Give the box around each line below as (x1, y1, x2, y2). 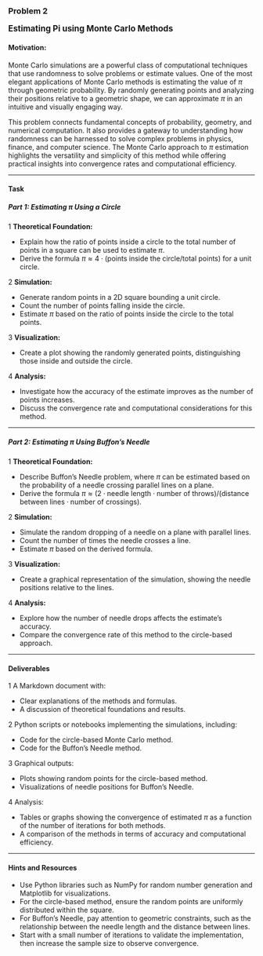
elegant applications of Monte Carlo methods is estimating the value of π (8, 77, 243, 86)
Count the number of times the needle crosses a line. (19, 536, 191, 546)
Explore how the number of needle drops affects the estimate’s (19, 614, 222, 623)
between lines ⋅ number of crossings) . (19, 497, 142, 507)
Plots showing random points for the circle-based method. (19, 774, 208, 783)
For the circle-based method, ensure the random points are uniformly (19, 897, 243, 907)
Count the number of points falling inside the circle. (19, 301, 186, 311)
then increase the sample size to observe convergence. (19, 939, 200, 948)
